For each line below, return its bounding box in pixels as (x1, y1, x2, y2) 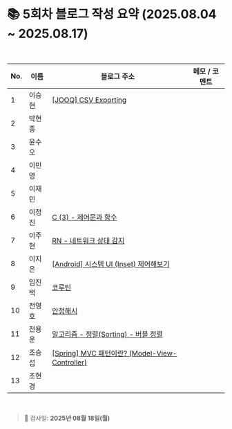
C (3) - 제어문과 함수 (51, 212, 117, 222)
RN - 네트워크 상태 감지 (51, 236, 125, 245)
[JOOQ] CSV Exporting (51, 95, 127, 105)
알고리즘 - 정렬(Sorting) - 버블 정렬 (51, 329, 164, 339)
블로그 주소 (101, 71, 135, 81)
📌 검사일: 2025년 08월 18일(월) (23, 414, 110, 422)
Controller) (51, 358, 88, 367)
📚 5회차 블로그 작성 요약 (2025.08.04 (7, 6, 217, 22)
